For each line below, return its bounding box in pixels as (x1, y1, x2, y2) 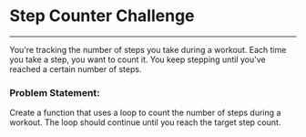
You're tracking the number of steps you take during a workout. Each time (9, 44, 287, 55)
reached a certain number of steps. (9, 63, 142, 74)
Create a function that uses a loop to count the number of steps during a (9, 107, 281, 119)
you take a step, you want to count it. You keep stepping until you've (9, 54, 266, 65)
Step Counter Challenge (9, 5, 195, 26)
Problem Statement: (9, 86, 100, 99)
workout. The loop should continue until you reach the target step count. (9, 117, 281, 128)
